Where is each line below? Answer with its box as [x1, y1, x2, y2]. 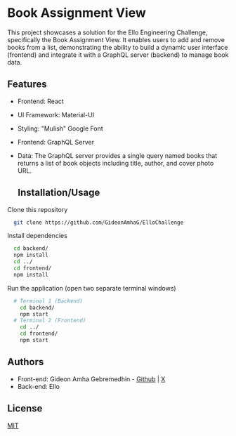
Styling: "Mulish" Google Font [17, 124, 103, 133]
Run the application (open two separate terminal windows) [7, 284, 177, 292]
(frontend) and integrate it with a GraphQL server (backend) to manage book [7, 51, 229, 59]
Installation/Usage [17, 187, 100, 199]
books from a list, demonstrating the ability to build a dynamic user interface [7, 43, 228, 51]
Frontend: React [17, 97, 65, 105]
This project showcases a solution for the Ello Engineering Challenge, [7, 28, 208, 37]
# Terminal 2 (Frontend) [13, 317, 86, 324]
